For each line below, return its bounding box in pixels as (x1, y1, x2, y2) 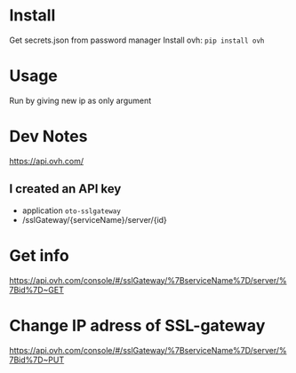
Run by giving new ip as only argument (9, 95, 152, 106)
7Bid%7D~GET (9, 284, 64, 295)
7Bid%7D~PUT (9, 354, 65, 365)
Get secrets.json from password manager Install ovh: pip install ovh (9, 35, 265, 45)
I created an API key (9, 181, 122, 196)
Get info (9, 245, 69, 266)
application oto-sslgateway (21, 205, 122, 216)
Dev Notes (9, 126, 88, 147)
